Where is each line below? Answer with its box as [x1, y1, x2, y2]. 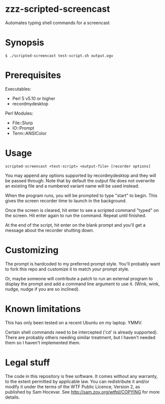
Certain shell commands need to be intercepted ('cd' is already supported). [5, 329, 158, 335]
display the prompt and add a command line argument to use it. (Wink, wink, [5, 281, 160, 287]
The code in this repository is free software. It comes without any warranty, [5, 373, 158, 379]
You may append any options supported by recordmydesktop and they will [5, 172, 157, 178]
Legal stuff [5, 357, 50, 368]
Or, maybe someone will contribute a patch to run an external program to [5, 275, 153, 281]
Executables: [5, 86, 32, 92]
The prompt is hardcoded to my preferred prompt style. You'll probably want [5, 261, 161, 267]
